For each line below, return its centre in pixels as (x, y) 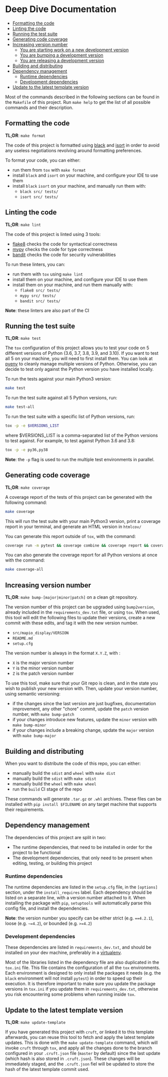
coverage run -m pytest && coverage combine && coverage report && (77, 546)
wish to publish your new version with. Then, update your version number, (81, 689)
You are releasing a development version (62, 60)
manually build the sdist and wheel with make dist (64, 773)
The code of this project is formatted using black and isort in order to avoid (82, 145)
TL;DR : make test (23, 338)
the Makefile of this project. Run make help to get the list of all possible (78, 102)
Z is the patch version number (43, 674)
